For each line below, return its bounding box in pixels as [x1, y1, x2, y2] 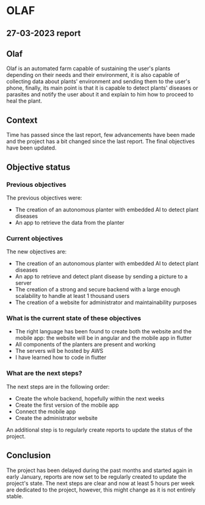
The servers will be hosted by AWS [15, 347, 104, 355]
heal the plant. [6, 97, 43, 104]
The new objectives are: [6, 248, 67, 255]
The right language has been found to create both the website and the [15, 328, 192, 335]
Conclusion [6, 450, 51, 461]
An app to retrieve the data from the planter [15, 219, 125, 226]
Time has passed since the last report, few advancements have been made [6, 131, 195, 139]
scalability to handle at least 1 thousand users [15, 292, 130, 300]
